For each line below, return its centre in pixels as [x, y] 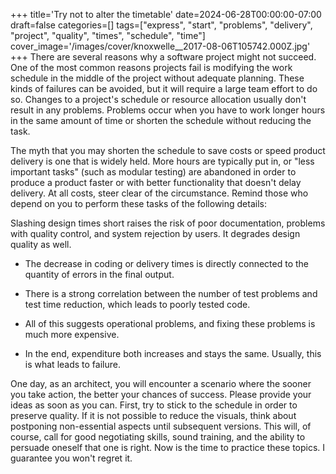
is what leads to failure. [72, 364]
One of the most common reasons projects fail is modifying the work [151, 67]
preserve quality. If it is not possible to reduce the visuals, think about [153, 415]
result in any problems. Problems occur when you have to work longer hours [168, 110]
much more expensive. [72, 334]
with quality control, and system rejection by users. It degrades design [155, 233]
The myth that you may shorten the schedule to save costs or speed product [168, 150]
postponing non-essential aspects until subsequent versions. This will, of [161, 426]
